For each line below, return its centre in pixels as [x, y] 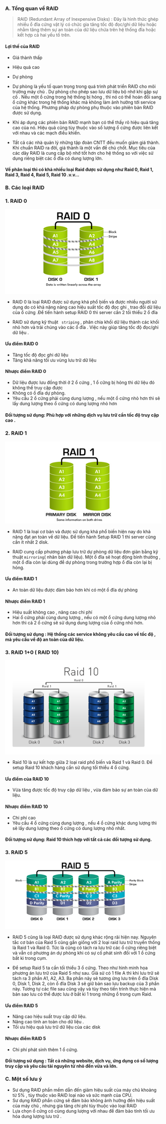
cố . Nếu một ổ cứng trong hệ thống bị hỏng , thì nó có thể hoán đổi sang [87, 97]
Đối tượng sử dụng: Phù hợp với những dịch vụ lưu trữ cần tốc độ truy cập [82, 415]
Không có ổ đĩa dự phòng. [39, 393]
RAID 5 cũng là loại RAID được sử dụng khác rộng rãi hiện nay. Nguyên [84, 937]
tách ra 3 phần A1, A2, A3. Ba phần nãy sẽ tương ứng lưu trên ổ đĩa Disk [85, 978]
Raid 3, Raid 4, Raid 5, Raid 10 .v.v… [42, 175]
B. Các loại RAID [25, 187]
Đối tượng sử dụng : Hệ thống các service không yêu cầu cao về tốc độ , [81, 634]
